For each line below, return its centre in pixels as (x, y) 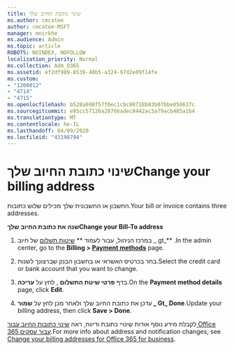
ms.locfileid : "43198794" (45, 137)
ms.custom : (23, 79)
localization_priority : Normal (53, 59)
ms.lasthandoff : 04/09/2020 (48, 131)
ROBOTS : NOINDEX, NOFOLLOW (46, 53)
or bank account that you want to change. (78, 269)
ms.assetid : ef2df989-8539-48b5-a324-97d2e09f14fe (82, 72)
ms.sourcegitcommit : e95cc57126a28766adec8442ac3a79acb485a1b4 (101, 111)
